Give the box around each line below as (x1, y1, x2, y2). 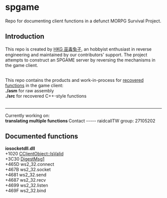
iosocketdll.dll (5, 145, 35, 151)
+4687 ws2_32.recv (5, 177, 46, 183)
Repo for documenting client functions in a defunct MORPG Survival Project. (5, 18, 162, 24)
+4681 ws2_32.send (5, 172, 47, 178)
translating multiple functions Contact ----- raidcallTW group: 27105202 (5, 118, 156, 124)
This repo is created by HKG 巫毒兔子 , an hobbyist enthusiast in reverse (5, 46, 152, 52)
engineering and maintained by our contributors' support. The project (5, 52, 148, 58)
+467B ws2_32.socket (5, 166, 51, 172)
